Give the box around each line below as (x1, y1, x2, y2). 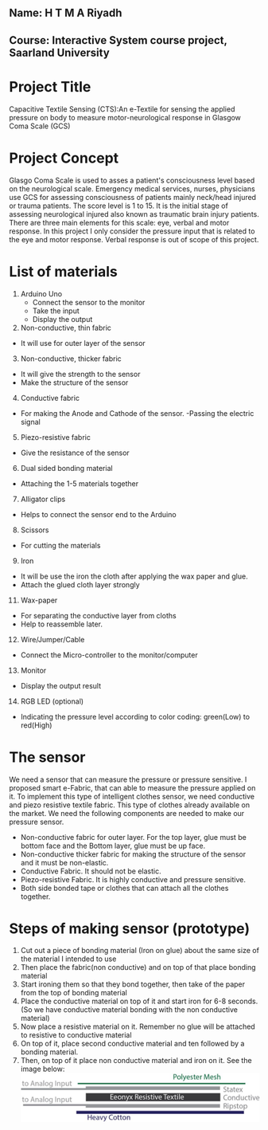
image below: (20, 1064, 65, 1074)
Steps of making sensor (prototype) (9, 920, 250, 937)
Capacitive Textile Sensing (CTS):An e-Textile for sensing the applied (9, 104, 235, 114)
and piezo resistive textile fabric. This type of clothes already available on (9, 800, 250, 810)
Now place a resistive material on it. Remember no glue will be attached (20, 1022, 255, 1031)
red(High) (20, 720, 52, 730)
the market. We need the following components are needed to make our (9, 808, 245, 818)
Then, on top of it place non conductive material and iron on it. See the (20, 1056, 253, 1065)
